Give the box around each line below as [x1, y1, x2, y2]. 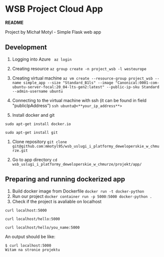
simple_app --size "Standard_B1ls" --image [23, 80, 114, 85]
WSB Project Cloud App [5, 3, 103, 15]
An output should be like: [5, 234, 55, 239]
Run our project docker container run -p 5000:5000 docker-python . [12, 193, 153, 199]
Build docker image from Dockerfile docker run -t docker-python [12, 188, 144, 194]
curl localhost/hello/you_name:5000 [5, 225, 80, 230]
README [5, 20, 23, 25]
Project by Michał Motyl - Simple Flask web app [5, 29, 101, 35]
